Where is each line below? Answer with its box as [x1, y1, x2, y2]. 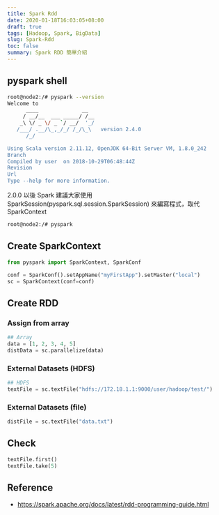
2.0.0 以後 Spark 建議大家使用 [7, 191, 92, 200]
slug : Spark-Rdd [7, 36, 54, 43]
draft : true [7, 23, 42, 30]
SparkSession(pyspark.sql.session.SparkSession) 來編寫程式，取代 [7, 200, 200, 208]
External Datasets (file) [7, 402, 87, 412]
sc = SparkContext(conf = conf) [7, 278, 95, 285]
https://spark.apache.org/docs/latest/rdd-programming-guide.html [17, 500, 209, 509]
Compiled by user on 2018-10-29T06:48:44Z [7, 158, 136, 165]
